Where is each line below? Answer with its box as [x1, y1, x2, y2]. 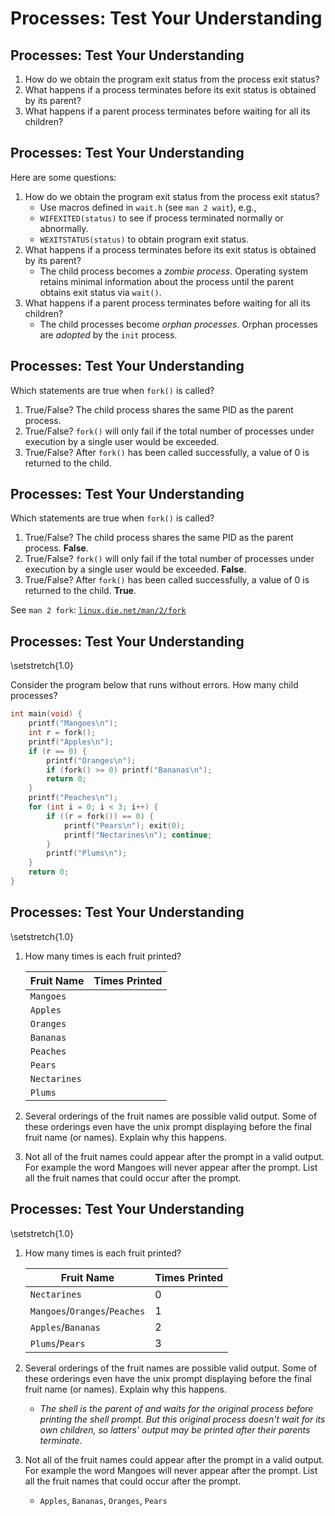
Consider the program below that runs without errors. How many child [10, 679, 299, 691]
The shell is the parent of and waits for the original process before [39, 1402, 314, 1414]
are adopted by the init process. [39, 328, 178, 341]
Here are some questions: [10, 171, 117, 183]
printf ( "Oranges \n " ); [46, 755, 137, 766]
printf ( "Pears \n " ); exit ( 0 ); [63, 820, 186, 831]
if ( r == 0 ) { [28, 746, 87, 756]
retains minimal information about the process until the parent [39, 275, 294, 287]
